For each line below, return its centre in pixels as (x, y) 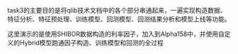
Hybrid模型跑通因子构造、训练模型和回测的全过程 (92, 43)
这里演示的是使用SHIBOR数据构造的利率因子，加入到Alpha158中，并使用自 (116, 34)
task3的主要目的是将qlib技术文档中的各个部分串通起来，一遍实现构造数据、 (117, 10)
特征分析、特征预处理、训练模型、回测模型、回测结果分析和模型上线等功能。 (119, 19)
